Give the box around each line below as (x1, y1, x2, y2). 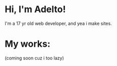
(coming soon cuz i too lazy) (5, 55, 64, 61)
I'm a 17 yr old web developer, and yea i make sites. (5, 20, 112, 26)
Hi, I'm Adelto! (5, 4, 66, 15)
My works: (5, 38, 51, 50)
